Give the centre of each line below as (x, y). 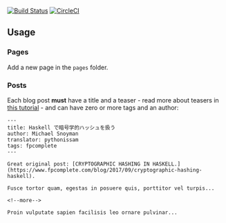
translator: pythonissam (43, 140)
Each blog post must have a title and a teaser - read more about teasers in (113, 100)
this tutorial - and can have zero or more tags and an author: (93, 107)
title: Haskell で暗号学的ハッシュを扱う (62, 127)
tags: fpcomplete (32, 145)
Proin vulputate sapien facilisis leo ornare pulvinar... (92, 212)
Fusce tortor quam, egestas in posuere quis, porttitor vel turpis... (111, 188)
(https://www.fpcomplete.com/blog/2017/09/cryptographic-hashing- (105, 170)
